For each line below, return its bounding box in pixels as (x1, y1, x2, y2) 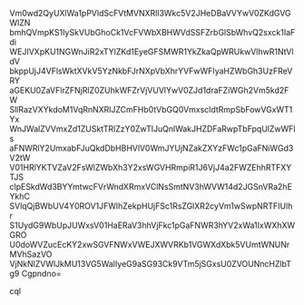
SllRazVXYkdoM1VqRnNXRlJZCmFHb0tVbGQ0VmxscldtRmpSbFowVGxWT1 (9, 104, 293, 114)
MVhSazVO (9, 249, 53, 260)
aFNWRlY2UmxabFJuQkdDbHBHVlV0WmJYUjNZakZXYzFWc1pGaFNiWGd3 (9, 143, 294, 153)
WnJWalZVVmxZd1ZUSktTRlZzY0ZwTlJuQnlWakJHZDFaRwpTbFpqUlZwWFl (9, 123, 296, 134)
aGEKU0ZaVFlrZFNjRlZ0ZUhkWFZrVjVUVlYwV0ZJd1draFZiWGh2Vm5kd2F (9, 85, 289, 95)
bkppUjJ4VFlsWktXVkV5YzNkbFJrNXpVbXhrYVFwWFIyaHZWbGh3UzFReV (9, 65, 293, 76)
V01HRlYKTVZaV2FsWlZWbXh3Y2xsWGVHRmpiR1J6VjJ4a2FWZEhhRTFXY (9, 162, 292, 172)
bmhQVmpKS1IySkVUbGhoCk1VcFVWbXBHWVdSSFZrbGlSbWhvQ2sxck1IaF (9, 27, 296, 37)
